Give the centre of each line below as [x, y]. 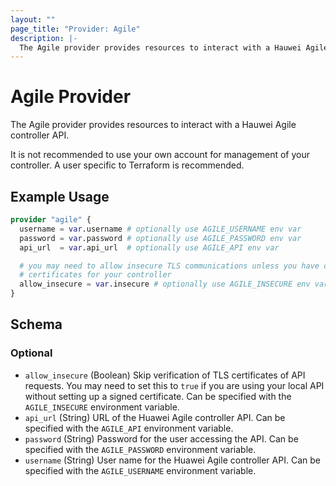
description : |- [44, 38]
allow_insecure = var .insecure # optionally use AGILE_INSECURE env [165, 284]
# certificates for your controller [95, 275]
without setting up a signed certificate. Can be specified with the [158, 396]
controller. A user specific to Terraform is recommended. [127, 165]
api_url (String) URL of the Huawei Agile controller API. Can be [155, 417]
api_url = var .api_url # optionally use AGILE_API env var [149, 247]
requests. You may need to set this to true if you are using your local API [174, 385]
